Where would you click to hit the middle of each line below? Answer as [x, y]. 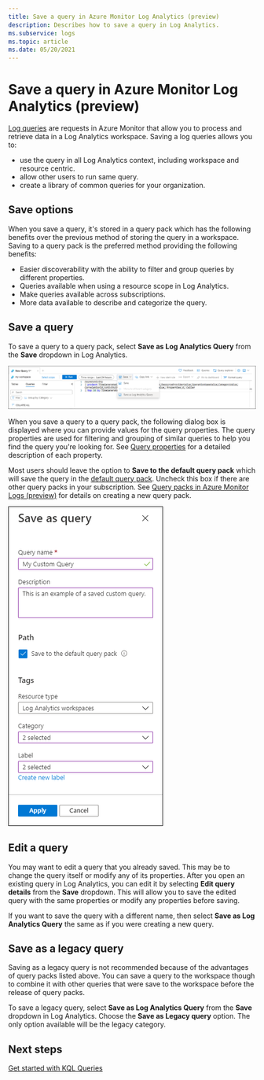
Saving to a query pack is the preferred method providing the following [123, 245]
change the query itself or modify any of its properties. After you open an [126, 875]
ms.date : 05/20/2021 [42, 50]
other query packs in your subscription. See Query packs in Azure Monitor [128, 487]
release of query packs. [46, 993]
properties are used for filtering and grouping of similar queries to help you [129, 438]
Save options [41, 210]
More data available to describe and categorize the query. [113, 302]
